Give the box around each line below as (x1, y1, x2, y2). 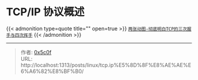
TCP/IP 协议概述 (6, 5, 85, 19)
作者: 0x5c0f (20, 48, 52, 55)
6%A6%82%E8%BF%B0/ (20, 68, 84, 75)
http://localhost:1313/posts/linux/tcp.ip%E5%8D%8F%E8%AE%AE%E (20, 61, 192, 68)
